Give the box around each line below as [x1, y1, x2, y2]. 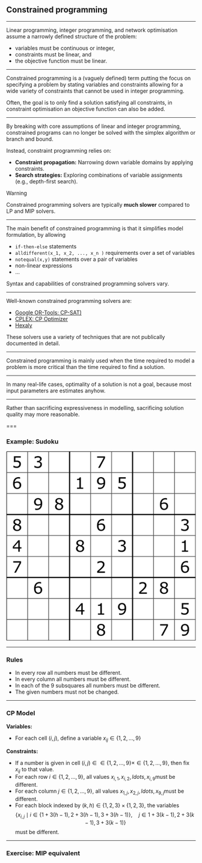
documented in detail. [6, 340, 60, 347]
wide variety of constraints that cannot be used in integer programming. [6, 87, 185, 94]
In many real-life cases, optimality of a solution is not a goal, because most [6, 380, 192, 388]
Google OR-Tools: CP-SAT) [14, 309, 82, 316]
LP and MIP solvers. [6, 207, 56, 215]
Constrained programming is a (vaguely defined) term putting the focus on [6, 75, 191, 82]
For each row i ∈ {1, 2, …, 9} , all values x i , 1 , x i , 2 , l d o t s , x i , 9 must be [14, 773, 176, 782]
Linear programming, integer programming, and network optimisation [6, 26, 178, 34]
